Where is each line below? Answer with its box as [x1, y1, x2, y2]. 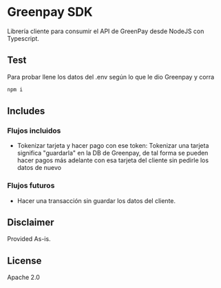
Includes [7, 105, 45, 117]
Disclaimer [7, 217, 54, 228]
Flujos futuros [7, 181, 55, 191]
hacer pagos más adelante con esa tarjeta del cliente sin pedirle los [17, 156, 209, 164]
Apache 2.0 [7, 273, 40, 282]
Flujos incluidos [7, 126, 61, 135]
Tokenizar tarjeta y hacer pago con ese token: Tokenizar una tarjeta [17, 142, 209, 150]
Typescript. [7, 34, 40, 42]
